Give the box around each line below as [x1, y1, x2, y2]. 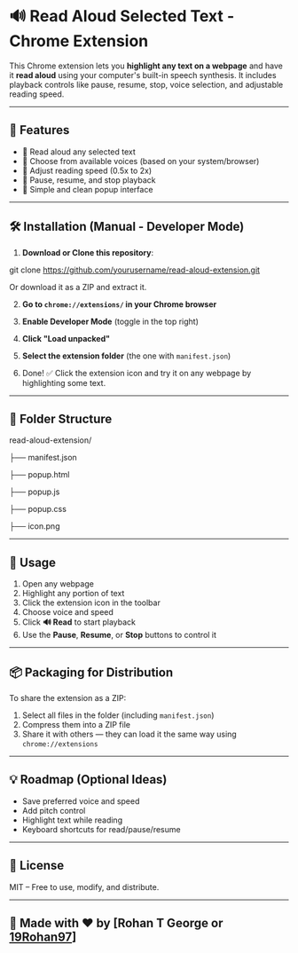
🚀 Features [9, 122, 70, 138]
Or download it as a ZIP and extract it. [9, 281, 147, 292]
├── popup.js [9, 486, 60, 497]
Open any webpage [21, 579, 95, 589]
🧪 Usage [9, 555, 56, 570]
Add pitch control [21, 805, 86, 815]
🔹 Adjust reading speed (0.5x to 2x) [21, 165, 153, 176]
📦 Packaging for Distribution [9, 665, 174, 680]
